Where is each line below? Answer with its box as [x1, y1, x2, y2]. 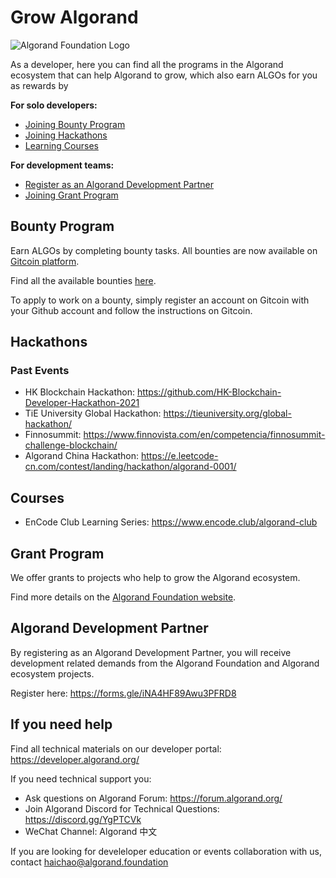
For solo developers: [10, 99, 98, 111]
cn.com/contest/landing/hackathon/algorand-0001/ [24, 461, 237, 473]
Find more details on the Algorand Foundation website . [10, 591, 237, 603]
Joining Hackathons [24, 129, 108, 141]
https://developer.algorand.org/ [10, 753, 140, 765]
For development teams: [10, 159, 115, 171]
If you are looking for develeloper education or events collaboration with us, [10, 845, 322, 857]
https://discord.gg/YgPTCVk [24, 813, 142, 825]
